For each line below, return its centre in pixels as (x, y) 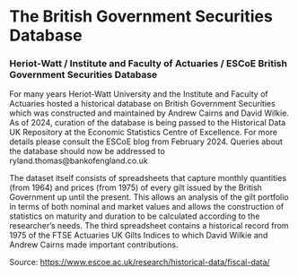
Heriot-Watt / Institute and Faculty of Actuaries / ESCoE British (148, 64)
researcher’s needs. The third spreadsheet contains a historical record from (149, 226)
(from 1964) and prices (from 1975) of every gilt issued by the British (136, 188)
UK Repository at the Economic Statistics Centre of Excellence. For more (144, 133)
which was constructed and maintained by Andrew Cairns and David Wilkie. (149, 113)
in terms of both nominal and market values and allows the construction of (147, 207)
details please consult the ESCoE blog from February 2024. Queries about (146, 142)
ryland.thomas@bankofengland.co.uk (79, 161)
